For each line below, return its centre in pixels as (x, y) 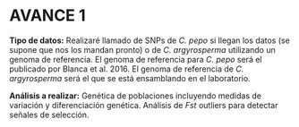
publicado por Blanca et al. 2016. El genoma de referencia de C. (127, 69)
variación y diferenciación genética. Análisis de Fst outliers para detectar (144, 105)
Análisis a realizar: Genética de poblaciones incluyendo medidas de (136, 96)
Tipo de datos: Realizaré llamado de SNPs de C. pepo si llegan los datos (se (150, 40)
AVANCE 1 (48, 16)
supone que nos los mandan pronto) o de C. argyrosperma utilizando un (142, 49)
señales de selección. (49, 114)
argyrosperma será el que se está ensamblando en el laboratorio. (130, 78)
